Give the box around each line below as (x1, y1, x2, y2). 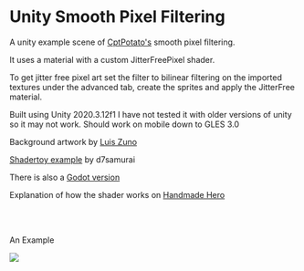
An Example (9, 235, 55, 245)
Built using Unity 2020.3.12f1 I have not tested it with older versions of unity (9, 109, 292, 120)
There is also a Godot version (9, 172, 121, 182)
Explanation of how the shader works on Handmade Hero (9, 189, 225, 200)
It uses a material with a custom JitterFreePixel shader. (9, 54, 215, 65)
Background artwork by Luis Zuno (9, 136, 138, 147)
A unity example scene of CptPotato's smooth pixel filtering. (9, 36, 236, 47)
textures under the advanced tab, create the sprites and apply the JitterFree (9, 81, 295, 92)
